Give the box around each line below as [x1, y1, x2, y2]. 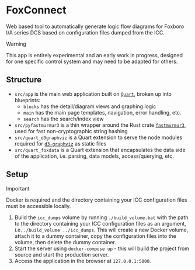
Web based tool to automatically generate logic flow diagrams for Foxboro [6, 23, 184, 30]
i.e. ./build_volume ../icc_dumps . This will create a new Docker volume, [14, 226, 189, 233]
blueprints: [14, 96, 41, 103]
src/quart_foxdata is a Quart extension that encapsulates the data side [14, 146, 186, 153]
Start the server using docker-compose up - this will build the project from [14, 245, 190, 252]
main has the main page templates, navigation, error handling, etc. [23, 109, 182, 116]
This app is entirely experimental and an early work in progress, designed [6, 51, 183, 58]
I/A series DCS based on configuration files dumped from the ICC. [6, 29, 165, 36]
